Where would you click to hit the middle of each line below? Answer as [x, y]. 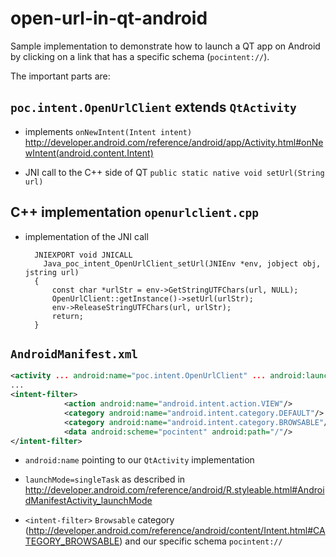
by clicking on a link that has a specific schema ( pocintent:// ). [140, 56]
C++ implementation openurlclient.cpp [134, 212]
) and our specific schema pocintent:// [201, 541]
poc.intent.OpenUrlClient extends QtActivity [153, 107]
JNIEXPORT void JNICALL [83, 255]
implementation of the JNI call [86, 236]
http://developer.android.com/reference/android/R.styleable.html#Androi [174, 490]
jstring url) [52, 272]
